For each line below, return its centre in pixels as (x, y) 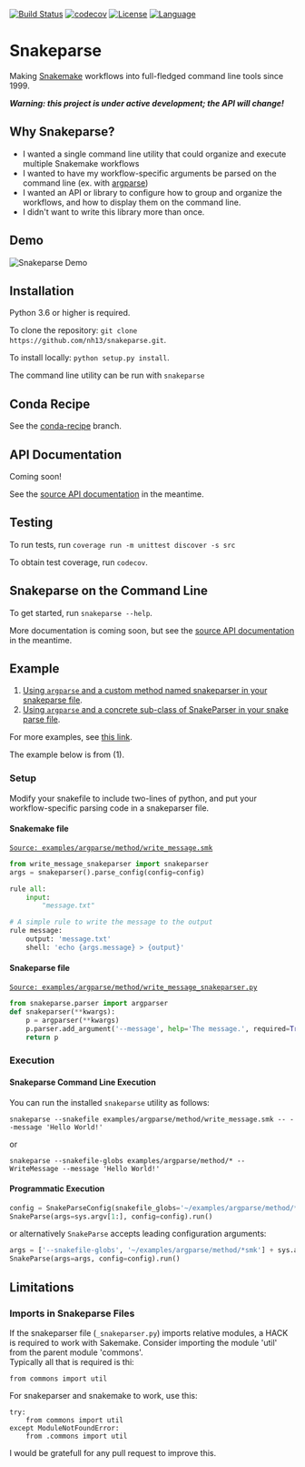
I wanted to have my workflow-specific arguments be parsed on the (149, 173)
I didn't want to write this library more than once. (113, 212)
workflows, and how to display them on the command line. (132, 202)
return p (42, 1037)
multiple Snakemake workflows (81, 163)
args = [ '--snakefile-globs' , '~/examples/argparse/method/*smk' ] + (142, 1250)
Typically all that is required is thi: (72, 1361)
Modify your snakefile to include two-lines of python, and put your (133, 798)
